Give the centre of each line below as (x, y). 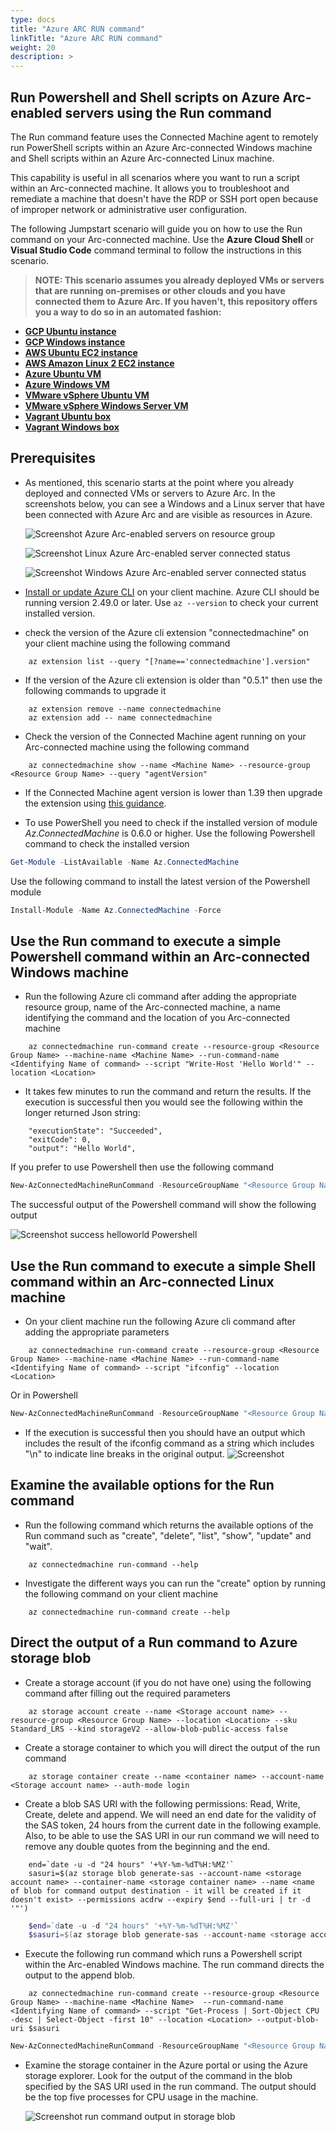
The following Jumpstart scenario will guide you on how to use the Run (156, 228)
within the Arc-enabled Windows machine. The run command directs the (174, 1965)
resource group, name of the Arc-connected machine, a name (152, 1007)
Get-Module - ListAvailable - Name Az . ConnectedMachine (125, 862)
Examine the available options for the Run (142, 1485)
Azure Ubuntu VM (63, 373)
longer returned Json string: (82, 1113)
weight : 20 (33, 47)
